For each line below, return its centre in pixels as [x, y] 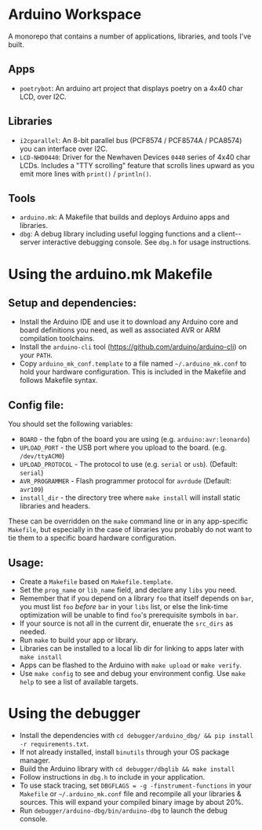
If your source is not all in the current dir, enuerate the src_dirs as [126, 623]
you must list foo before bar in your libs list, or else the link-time [124, 606]
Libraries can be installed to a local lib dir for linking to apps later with [132, 648]
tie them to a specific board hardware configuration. [92, 538]
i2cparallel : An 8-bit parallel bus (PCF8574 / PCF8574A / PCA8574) [131, 140]
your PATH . [36, 355]
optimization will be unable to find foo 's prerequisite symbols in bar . [129, 615]
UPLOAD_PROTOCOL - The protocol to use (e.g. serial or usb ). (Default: [128, 465]
